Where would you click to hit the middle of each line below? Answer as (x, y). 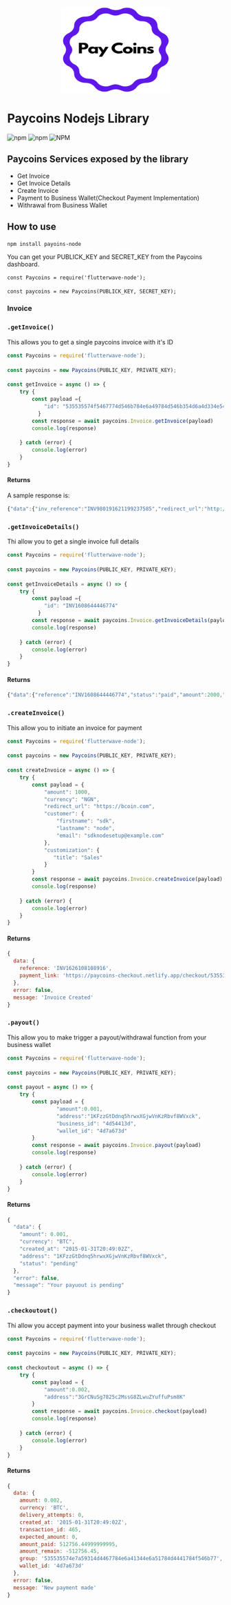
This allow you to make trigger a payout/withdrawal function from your (107, 1037)
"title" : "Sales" (78, 858)
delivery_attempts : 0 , (52, 1515)
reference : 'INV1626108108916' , (66, 969)
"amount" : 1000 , (67, 792)
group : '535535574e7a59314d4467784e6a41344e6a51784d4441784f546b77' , (121, 1559)
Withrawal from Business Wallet (62, 205)
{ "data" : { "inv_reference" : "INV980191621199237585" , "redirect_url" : (106, 509)
